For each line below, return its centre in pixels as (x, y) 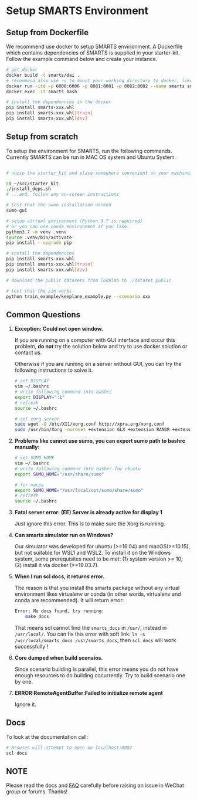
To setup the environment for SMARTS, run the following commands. (89, 151)
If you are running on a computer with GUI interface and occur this (95, 340)
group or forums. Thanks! (37, 792)
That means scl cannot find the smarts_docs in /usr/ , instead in (91, 627)
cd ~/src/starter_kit (33, 184)
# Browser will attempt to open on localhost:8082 (69, 748)
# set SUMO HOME (34, 458)
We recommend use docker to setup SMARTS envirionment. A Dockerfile (94, 46)
